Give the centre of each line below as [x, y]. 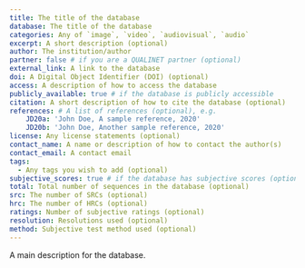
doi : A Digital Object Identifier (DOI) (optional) [109, 77]
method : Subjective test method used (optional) [103, 229]
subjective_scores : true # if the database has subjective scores [138, 178]
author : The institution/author [70, 52]
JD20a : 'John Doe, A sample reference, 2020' [113, 119]
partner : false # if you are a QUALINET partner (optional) [126, 60]
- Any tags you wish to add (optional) [93, 170]
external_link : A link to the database [85, 69]
